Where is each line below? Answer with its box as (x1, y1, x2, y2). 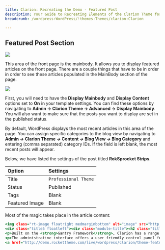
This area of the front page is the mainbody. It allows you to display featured (5, 61, 160, 67)
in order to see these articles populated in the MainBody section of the (5, 72, 148, 77)
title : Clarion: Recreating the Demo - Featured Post (5, 7, 118, 12)
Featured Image (7, 200, 44, 206)
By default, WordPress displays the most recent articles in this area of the (5, 125, 154, 131)
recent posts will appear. (5, 147, 55, 152)
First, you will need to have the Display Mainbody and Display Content (5, 95, 150, 101)
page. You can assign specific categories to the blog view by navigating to (5, 131, 156, 137)
